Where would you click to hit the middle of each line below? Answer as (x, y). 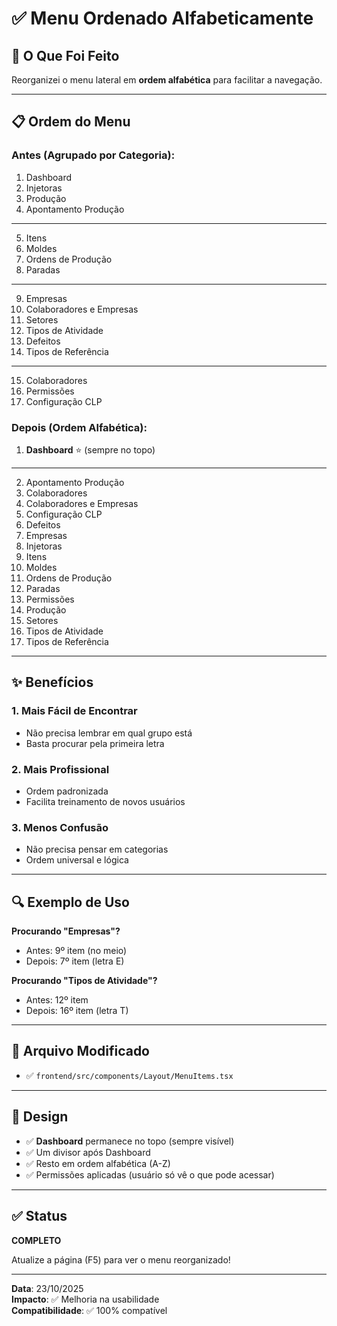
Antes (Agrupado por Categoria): (93, 155)
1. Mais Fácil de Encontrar (74, 711)
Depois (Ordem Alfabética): (79, 427)
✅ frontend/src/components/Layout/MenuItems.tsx (129, 1075)
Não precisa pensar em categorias (97, 849)
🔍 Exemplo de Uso (70, 902)
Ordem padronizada (67, 791)
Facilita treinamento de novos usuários (105, 801)
